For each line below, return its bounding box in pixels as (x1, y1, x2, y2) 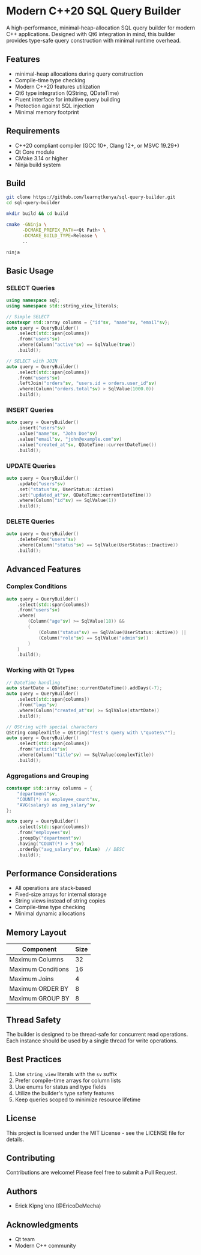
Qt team (14, 1236, 35, 1243)
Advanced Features (6, 564, 82, 575)
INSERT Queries (6, 405, 54, 414)
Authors (6, 1186, 38, 1196)
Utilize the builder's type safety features (14, 1089, 115, 1096)
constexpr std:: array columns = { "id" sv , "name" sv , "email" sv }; (6, 319, 170, 325)
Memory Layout (6, 927, 67, 937)
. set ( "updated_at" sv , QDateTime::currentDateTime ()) (17, 492, 152, 498)
